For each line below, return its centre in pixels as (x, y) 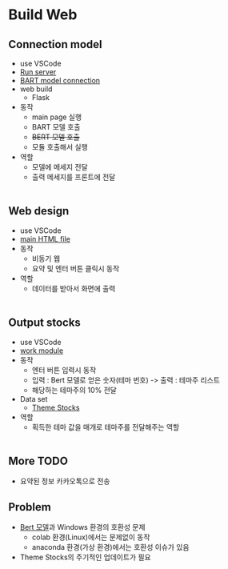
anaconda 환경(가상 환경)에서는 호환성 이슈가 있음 (110, 547)
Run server (38, 72)
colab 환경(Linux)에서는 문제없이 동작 (91, 537)
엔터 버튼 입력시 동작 (64, 370)
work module (42, 351)
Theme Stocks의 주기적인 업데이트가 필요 (85, 557)
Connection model (55, 44)
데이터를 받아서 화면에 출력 (74, 288)
